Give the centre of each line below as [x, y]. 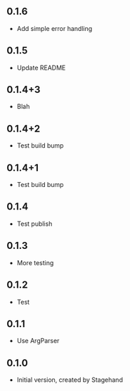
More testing [35, 262]
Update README [41, 68]
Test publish [34, 224]
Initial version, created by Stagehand [70, 380]
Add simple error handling [54, 28]
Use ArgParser [38, 341]
